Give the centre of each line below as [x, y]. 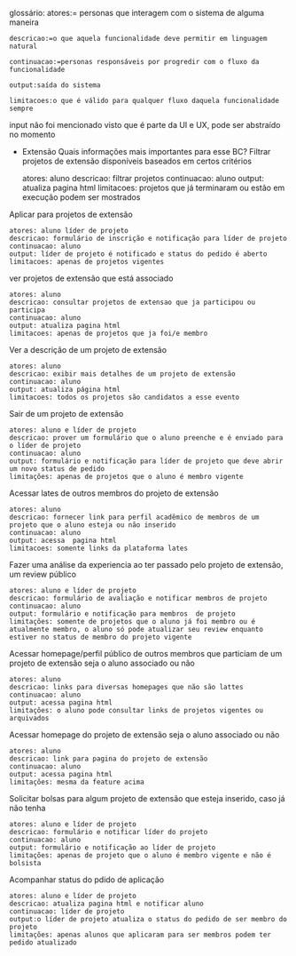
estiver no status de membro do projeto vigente [101, 637]
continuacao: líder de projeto [67, 912]
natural [23, 46]
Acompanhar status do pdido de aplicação [87, 880]
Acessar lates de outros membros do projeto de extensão [114, 493]
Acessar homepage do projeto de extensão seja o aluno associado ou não [144, 735]
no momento [32, 134]
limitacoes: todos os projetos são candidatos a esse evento [125, 397]
